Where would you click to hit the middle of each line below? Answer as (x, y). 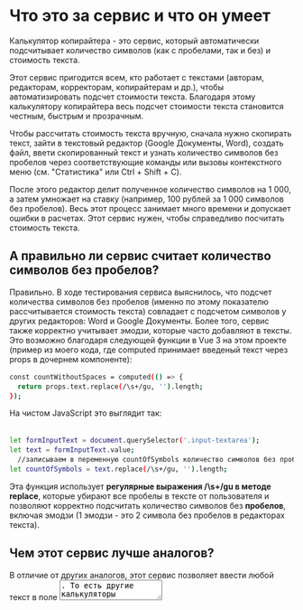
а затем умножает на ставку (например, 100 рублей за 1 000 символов (147, 199)
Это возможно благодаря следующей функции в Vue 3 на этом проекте (148, 340)
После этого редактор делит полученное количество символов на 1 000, (150, 189)
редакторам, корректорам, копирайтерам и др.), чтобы (116, 87)
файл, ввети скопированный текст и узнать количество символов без (144, 152)
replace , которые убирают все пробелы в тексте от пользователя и (139, 496)
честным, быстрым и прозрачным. (77, 116)
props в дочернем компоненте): (71, 359)
